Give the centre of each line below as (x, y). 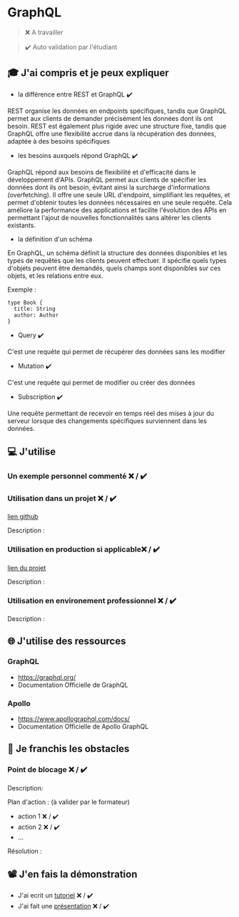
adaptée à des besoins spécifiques (59, 141)
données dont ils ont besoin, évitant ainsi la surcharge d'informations (109, 187)
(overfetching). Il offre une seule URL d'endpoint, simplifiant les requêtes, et (119, 194)
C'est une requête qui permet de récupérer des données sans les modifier (116, 352)
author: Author (36, 315)
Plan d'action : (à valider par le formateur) (69, 802)
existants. (21, 225)
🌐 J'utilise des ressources (67, 641)
